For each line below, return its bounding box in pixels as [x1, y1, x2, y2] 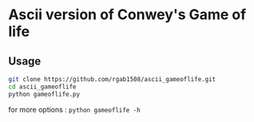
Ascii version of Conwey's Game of [8, 6, 247, 24]
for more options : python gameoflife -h [8, 104, 141, 114]
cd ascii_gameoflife [8, 82, 77, 91]
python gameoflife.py [8, 90, 81, 98]
